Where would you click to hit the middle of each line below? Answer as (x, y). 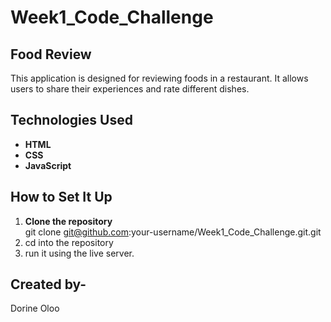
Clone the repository (68, 221)
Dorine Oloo (35, 308)
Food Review (51, 54)
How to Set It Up (61, 197)
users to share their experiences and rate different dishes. (130, 89)
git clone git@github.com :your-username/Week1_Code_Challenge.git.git (173, 232)
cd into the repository (69, 242)
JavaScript (48, 165)
